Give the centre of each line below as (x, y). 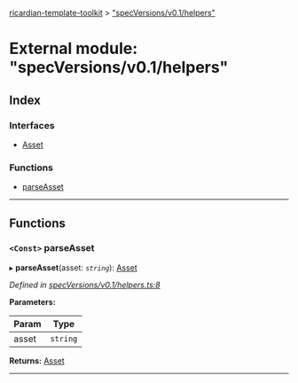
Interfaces (32, 125)
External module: (74, 49)
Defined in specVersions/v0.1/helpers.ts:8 (85, 285)
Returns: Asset (37, 360)
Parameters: (32, 301)
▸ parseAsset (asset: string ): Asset (73, 267)
